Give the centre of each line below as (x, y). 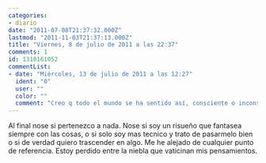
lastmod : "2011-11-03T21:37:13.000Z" (70, 37)
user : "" (30, 89)
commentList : (30, 67)
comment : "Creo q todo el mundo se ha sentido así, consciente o (125, 103)
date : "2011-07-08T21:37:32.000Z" (65, 30)
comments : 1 (28, 52)
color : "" (31, 96)
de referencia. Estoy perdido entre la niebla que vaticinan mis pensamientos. (133, 151)
